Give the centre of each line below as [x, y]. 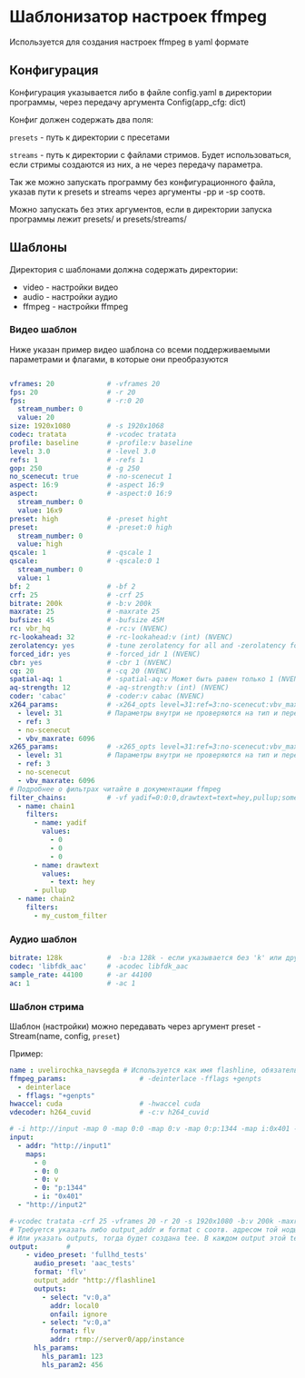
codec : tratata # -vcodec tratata [93, 435]
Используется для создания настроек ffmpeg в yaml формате [129, 42]
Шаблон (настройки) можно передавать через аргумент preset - [135, 1026]
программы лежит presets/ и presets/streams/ [98, 219]
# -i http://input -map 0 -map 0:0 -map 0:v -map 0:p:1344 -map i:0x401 [150, 1129]
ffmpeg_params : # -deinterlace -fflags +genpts [135, 1078]
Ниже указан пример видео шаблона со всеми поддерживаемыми [140, 349]
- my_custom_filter [70, 916]
